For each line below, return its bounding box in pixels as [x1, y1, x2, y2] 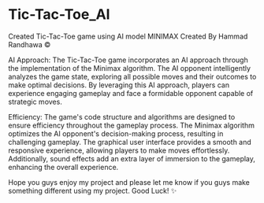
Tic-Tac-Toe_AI [8, 6, 110, 24]
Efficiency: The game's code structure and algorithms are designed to [8, 112, 236, 121]
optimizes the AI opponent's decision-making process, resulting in [8, 128, 224, 138]
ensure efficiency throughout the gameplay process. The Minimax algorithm [8, 120, 255, 130]
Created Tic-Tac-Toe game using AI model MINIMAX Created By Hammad [8, 31, 248, 41]
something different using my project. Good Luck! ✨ [8, 186, 177, 195]
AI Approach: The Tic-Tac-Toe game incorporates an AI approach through [8, 55, 248, 65]
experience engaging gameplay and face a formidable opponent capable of [8, 88, 254, 98]
